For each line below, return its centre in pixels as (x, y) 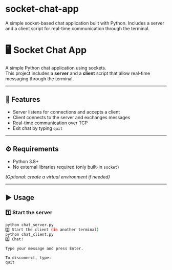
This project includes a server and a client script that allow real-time (78, 73)
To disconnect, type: (28, 258)
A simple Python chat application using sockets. (56, 67)
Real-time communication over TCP (50, 123)
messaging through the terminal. (40, 78)
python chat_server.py (29, 225)
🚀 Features (23, 99)
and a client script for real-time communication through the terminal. (78, 28)
